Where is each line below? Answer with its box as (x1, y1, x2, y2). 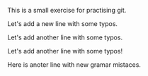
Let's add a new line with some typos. (7, 20, 118, 27)
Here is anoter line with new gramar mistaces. (7, 61, 142, 69)
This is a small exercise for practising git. (7, 6, 127, 14)
